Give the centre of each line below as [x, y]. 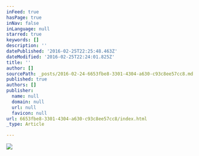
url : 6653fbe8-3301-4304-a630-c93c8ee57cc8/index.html [77, 119]
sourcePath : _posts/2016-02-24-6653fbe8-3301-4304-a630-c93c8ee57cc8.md [100, 74]
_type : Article [25, 125]
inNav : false [23, 23]
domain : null [28, 102]
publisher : [20, 91]
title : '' [19, 62]
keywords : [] [23, 40]
